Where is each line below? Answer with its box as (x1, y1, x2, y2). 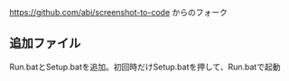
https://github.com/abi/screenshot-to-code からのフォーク (9, 7, 228, 17)
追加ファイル (9, 36, 81, 51)
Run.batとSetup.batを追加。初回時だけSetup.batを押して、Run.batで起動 (9, 61, 281, 72)
